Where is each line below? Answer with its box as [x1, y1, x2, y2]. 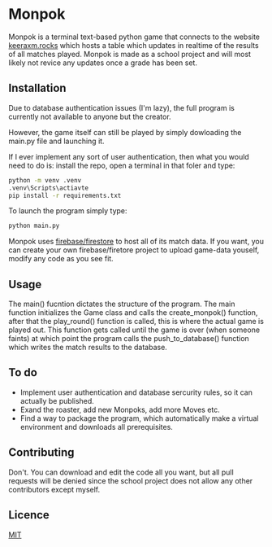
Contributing [8, 445, 75, 460]
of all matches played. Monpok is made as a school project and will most [8, 49, 252, 59]
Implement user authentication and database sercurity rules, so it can [19, 387, 253, 397]
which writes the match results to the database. [8, 343, 168, 352]
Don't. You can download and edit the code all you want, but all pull [8, 467, 234, 477]
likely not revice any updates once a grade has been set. [8, 58, 197, 68]
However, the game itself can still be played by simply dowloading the [8, 127, 242, 137]
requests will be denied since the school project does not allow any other [8, 475, 253, 485]
